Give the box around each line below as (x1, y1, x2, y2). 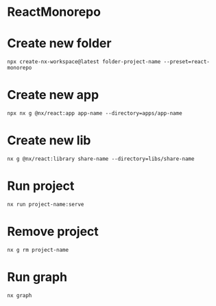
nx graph (7, 292, 32, 299)
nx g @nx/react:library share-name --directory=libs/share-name (7, 155, 195, 162)
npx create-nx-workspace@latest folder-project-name (7, 58, 161, 65)
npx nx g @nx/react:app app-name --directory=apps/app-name (7, 110, 183, 117)
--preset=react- (163, 58, 211, 65)
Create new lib (7, 133, 91, 149)
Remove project (7, 224, 99, 239)
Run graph (7, 270, 67, 285)
